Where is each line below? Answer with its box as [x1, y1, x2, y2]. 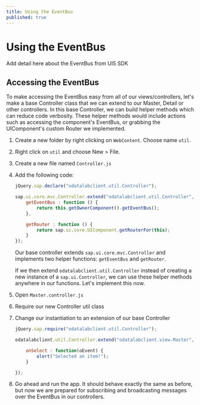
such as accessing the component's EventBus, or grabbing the [6, 119, 161, 126]
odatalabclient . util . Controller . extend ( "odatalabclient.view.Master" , [14, 337, 195, 343]
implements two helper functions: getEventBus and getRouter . [14, 255, 166, 262]
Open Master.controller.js [14, 291, 84, 298]
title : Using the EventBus [6, 8, 73, 15]
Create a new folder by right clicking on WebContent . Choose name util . [14, 137, 191, 144]
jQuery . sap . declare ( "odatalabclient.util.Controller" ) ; [14, 183, 157, 189]
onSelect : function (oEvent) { [26, 347, 104, 353]
